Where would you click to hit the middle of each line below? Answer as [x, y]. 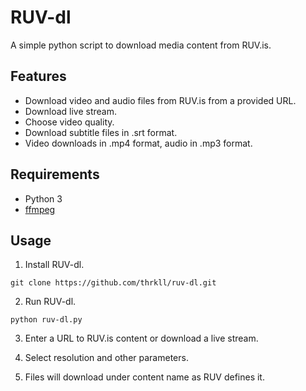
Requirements [55, 174]
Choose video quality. [69, 122]
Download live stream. [71, 111]
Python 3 [43, 198]
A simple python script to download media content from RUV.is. [141, 45]
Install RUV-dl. [54, 265]
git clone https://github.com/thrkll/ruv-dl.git [113, 283]
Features [38, 76]
